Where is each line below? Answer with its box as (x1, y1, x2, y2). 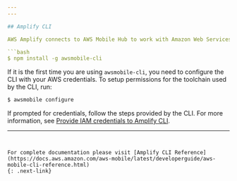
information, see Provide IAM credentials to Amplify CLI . (7, 117, 171, 125)
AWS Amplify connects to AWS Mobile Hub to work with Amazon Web (7, 36, 203, 43)
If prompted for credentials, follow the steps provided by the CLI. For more (7, 109, 224, 118)
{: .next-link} (7, 168, 52, 175)
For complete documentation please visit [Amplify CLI (7, 149, 172, 156)
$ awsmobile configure (7, 96, 74, 104)
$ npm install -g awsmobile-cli (7, 55, 102, 62)
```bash (7, 49, 30, 56)
